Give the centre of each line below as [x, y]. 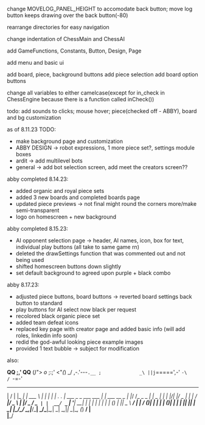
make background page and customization [69, 141]
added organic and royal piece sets [60, 191]
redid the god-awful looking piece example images [79, 342]
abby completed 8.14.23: [38, 179]
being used [30, 260]
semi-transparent [37, 210]
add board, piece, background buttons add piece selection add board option [102, 74]
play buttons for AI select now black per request [76, 310]
